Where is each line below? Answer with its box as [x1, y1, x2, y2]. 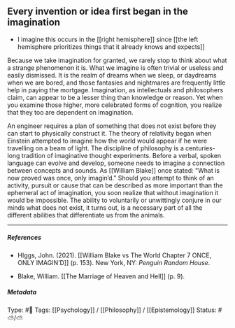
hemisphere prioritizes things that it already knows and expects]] [17, 42, 205, 51]
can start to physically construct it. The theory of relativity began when [7, 129, 212, 137]
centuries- [185, 143, 215, 152]
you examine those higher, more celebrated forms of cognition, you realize [7, 101, 222, 109]
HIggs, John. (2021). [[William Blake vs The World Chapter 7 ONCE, [17, 251, 212, 259]
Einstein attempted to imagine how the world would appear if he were [7, 136, 208, 145]
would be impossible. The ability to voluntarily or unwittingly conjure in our [7, 196, 222, 204]
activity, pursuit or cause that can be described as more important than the [7, 181, 223, 190]
